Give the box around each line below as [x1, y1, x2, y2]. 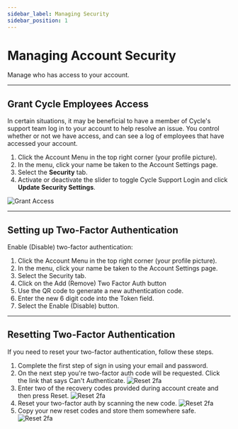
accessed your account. [7, 139, 78, 148]
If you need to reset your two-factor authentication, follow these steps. [7, 348, 214, 356]
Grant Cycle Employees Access [7, 98, 149, 110]
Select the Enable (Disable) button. [17, 302, 120, 310]
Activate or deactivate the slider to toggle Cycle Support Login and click [17, 176, 228, 184]
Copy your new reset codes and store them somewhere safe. [17, 406, 196, 415]
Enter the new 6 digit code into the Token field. [17, 294, 154, 303]
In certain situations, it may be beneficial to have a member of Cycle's [7, 117, 211, 125]
